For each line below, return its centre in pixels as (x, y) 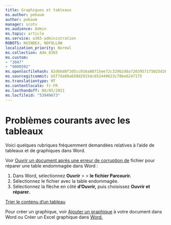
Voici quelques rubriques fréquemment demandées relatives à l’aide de (80, 145)
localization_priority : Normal (38, 48)
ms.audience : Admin (26, 29)
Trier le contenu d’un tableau (35, 202)
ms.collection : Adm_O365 (32, 52)
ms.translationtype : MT (31, 81)
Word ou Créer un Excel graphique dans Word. (54, 217)
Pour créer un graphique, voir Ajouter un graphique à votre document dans (84, 212)
